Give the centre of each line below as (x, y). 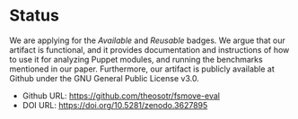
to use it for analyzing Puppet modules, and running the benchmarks (136, 59)
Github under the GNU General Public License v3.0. (104, 78)
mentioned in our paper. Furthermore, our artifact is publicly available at (142, 69)
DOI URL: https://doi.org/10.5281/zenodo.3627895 (115, 105)
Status (35, 16)
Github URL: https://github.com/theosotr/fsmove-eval (121, 96)
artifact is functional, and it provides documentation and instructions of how (149, 49)
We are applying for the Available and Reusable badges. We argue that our (147, 40)
